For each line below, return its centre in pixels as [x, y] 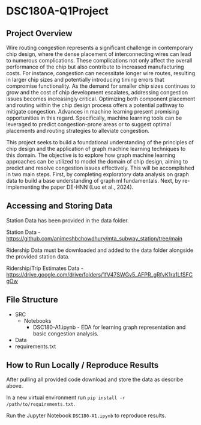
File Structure [32, 300]
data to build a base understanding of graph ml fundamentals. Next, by [94, 181]
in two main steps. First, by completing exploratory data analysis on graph [97, 174]
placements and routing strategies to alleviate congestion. [78, 131]
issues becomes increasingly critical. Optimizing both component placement [101, 99]
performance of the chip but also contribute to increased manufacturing [95, 67]
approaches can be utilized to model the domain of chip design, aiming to [97, 161]
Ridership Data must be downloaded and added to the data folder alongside [100, 250]
